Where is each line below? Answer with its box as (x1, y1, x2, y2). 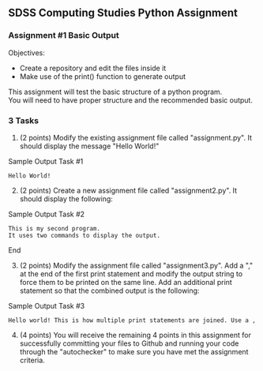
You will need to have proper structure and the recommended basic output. (8, 95, 253, 105)
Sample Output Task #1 (8, 156, 84, 166)
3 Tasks (8, 114, 39, 126)
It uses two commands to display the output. (8, 231, 160, 239)
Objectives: (8, 47, 45, 58)
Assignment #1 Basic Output (8, 30, 120, 41)
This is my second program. (8, 224, 101, 232)
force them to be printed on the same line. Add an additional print (19, 277, 233, 287)
